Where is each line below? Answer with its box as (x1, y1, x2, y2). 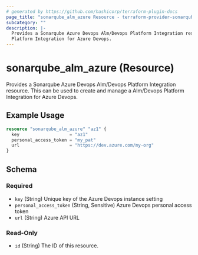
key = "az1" (11, 131, 88, 137)
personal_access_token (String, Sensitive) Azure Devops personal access (14, 201, 192, 208)
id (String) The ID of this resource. (14, 242, 99, 249)
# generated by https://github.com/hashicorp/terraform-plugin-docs (6, 8, 178, 15)
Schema (6, 164, 37, 174)
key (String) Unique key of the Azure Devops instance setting (14, 195, 163, 202)
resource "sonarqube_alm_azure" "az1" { (6, 126, 107, 132)
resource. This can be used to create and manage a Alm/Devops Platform (6, 87, 184, 94)
